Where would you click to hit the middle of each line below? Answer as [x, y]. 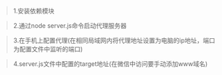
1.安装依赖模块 [34, 11]
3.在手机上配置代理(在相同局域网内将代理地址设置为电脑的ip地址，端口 [114, 40]
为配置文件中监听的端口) [48, 49]
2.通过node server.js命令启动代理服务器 [70, 26]
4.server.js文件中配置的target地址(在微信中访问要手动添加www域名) [110, 64]
